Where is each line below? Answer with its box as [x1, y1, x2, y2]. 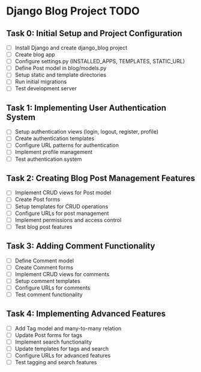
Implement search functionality [14, 338, 92, 346]
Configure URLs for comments [14, 284, 91, 291]
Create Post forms [14, 196, 61, 203]
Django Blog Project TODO [6, 4, 140, 18]
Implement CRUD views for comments [14, 270, 110, 277]
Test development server [14, 85, 77, 92]
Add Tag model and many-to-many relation [14, 324, 122, 332]
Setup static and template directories [14, 71, 107, 79]
